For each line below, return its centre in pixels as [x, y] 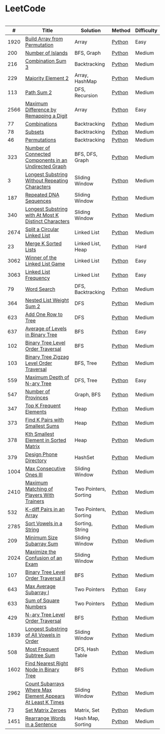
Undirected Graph [46, 167]
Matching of [39, 489]
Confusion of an [44, 558]
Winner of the [41, 258]
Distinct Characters [47, 221]
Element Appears [45, 696]
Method [121, 31]
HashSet [84, 458]
